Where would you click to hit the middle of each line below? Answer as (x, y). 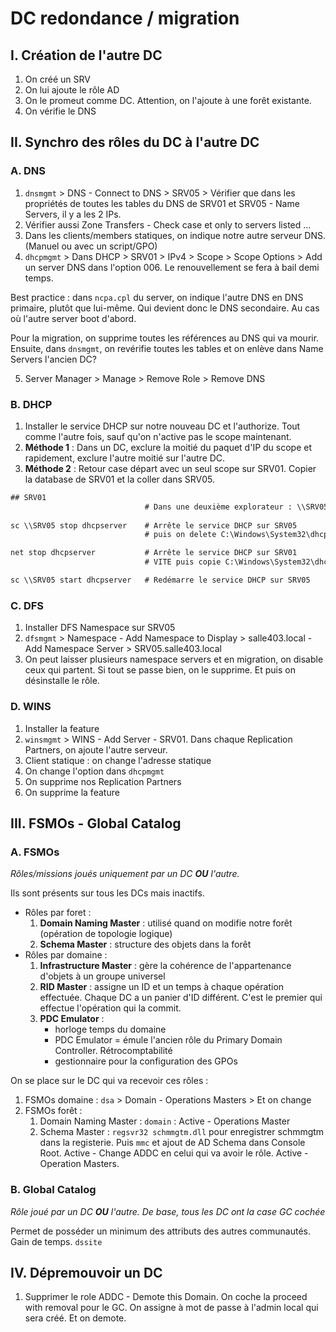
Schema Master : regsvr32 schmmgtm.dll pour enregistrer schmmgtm (182, 1132)
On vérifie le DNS (60, 111)
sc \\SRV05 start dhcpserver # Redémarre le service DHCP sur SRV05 (160, 580)
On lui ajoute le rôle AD (72, 90)
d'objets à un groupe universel (102, 976)
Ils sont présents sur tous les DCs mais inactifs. (107, 893)
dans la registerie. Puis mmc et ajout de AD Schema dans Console (172, 1143)
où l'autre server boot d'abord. (73, 318)
